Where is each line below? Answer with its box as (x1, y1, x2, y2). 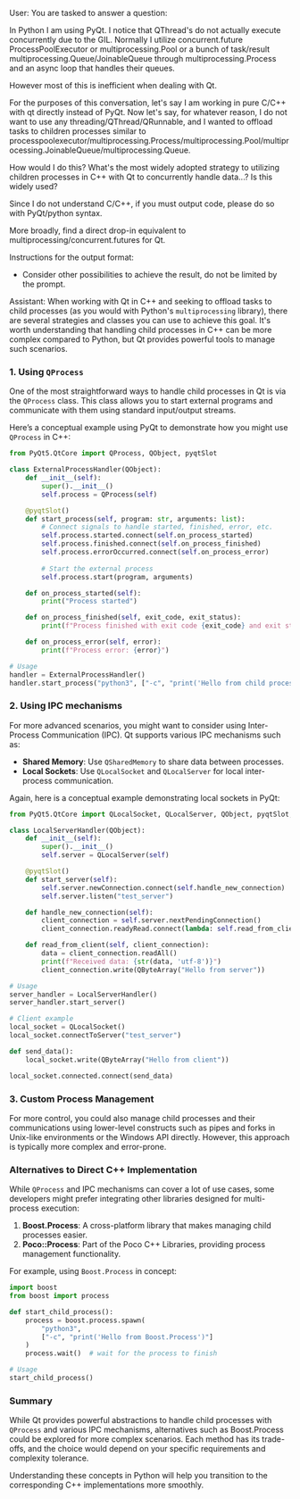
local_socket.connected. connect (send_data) (9, 1071, 174, 1080)
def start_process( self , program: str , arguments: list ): (25, 514, 246, 523)
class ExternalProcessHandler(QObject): (9, 465, 162, 474)
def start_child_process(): (9, 1307, 114, 1316)
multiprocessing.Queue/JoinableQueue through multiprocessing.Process (9, 54, 277, 63)
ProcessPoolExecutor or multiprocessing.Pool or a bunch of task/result (9, 44, 271, 54)
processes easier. (21, 1229, 87, 1240)
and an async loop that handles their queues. (9, 62, 176, 73)
